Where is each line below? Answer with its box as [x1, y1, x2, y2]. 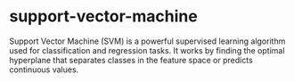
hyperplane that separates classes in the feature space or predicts [9, 54, 254, 65]
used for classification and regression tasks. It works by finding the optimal [9, 45, 285, 55]
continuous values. [9, 64, 79, 75]
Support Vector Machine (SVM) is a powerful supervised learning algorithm [9, 36, 286, 46]
